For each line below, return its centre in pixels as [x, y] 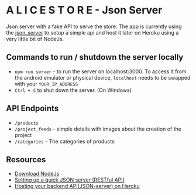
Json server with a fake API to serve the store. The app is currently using [94, 26]
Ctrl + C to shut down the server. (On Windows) [73, 90]
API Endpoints [32, 109]
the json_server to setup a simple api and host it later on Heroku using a [92, 32]
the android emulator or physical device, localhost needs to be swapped [102, 77]
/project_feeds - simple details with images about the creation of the [98, 129]
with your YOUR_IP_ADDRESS [46, 84]
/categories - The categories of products [65, 141]
